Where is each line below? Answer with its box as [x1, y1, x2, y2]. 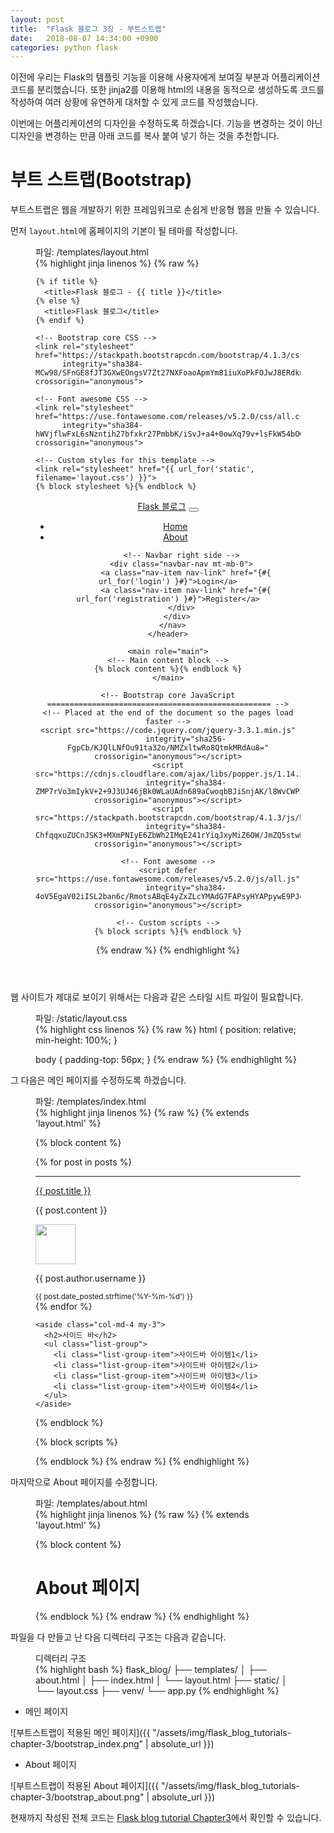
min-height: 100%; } [35, 1034, 118, 1046]
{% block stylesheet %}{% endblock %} [35, 482, 197, 492]
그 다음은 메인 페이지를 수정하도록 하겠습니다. [10, 1074, 187, 1086]
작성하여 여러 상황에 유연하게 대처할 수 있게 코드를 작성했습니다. [10, 96, 259, 108]
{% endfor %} [35, 1301, 93, 1313]
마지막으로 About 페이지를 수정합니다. [10, 1476, 158, 1488]
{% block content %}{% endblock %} [93, 664, 243, 675]
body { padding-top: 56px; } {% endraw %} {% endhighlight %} [35, 1054, 297, 1066]
